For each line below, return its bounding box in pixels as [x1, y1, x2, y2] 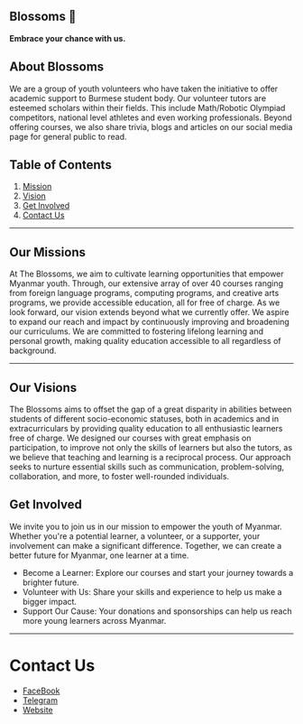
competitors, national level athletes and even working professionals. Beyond [9, 112, 293, 123]
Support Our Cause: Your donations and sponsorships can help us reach [22, 606, 292, 617]
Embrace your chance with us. [9, 32, 126, 43]
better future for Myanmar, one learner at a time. [9, 550, 189, 561]
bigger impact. [22, 596, 78, 607]
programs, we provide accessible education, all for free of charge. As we [9, 297, 280, 308]
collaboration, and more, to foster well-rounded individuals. [9, 471, 230, 482]
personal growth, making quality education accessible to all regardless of [9, 336, 281, 347]
